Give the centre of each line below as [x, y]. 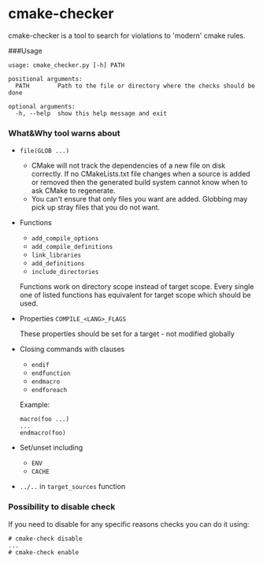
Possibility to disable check [62, 507]
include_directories [65, 272]
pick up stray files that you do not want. [95, 207]
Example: [35, 405]
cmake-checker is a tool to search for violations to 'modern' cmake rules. [127, 35]
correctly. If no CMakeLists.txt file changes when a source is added [141, 174]
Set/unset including [51, 448]
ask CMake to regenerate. [73, 191]
